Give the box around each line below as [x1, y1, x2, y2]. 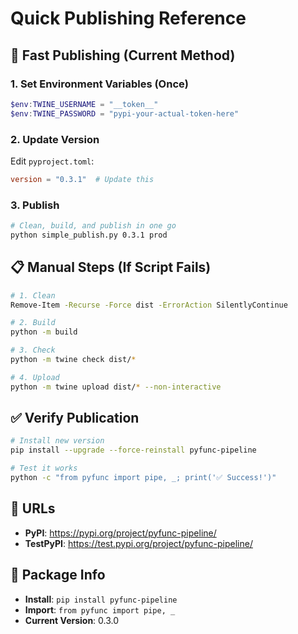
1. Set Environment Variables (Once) [10, 77, 189, 91]
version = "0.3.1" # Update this [10, 174, 155, 184]
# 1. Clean [10, 290, 56, 301]
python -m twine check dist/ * [10, 355, 137, 365]
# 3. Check [10, 345, 56, 356]
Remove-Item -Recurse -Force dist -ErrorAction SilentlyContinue [10, 300, 288, 310]
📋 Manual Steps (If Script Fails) [10, 259, 212, 276]
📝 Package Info [10, 567, 106, 584]
